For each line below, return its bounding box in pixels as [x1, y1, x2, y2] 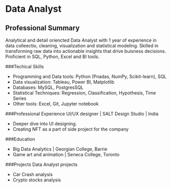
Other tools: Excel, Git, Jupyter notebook [12, 101, 99, 107]
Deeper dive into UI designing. [12, 121, 77, 126]
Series [12, 96, 27, 101]
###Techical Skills [5, 64, 44, 69]
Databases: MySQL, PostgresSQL [12, 84, 83, 90]
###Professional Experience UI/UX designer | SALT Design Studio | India [5, 111, 159, 117]
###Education [5, 136, 35, 142]
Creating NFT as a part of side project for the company [12, 126, 129, 132]
